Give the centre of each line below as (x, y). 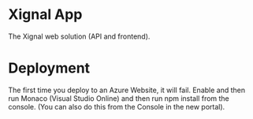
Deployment (49, 68)
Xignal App (45, 15)
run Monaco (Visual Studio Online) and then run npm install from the (119, 98)
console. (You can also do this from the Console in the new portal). (117, 106)
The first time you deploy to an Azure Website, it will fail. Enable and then (127, 90)
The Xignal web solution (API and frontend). (79, 36)
